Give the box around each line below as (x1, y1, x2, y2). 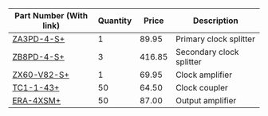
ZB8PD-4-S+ (12, 52, 65, 62)
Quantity (97, 15, 132, 26)
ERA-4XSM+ (12, 95, 61, 106)
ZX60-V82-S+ (12, 69, 70, 80)
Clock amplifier (175, 69, 233, 80)
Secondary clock (175, 47, 239, 57)
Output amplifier (175, 95, 237, 106)
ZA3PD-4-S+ (12, 33, 65, 44)
